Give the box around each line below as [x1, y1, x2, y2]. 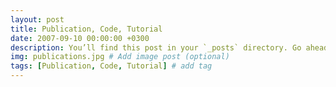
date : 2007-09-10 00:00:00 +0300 [10, 33, 150, 43]
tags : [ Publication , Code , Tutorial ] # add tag [10, 61, 213, 71]
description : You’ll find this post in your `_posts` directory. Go [10, 42, 302, 53]
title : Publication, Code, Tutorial [10, 24, 163, 34]
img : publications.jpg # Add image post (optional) [10, 52, 230, 62]
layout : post [10, 14, 65, 25]
